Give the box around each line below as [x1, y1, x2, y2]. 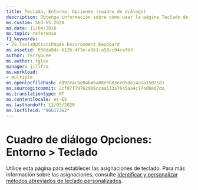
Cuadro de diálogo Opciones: [6, 133, 152, 146]
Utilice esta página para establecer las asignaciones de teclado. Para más [6, 165, 186, 172]
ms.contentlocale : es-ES [6, 96, 67, 102]
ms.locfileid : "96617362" [6, 107, 70, 113]
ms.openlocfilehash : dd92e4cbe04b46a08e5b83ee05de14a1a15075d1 [6, 80, 165, 86]
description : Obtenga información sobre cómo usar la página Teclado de [6, 14, 189, 20]
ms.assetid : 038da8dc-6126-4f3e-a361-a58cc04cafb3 [6, 47, 133, 53]
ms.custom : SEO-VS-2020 [6, 19, 65, 25]
